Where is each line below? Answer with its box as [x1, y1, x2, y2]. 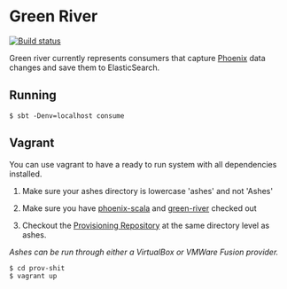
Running [9, 88, 58, 103]
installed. [9, 168, 43, 179]
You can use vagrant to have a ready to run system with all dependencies [9, 159, 277, 169]
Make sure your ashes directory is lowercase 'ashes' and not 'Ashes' [21, 185, 273, 196]
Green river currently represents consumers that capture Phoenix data [9, 52, 266, 63]
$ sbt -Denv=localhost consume [9, 111, 125, 121]
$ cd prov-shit [9, 263, 66, 272]
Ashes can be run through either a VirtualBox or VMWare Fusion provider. [9, 246, 279, 257]
